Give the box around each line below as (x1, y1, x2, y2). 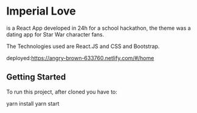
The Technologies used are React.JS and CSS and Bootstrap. (6, 43, 160, 50)
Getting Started (6, 72, 66, 83)
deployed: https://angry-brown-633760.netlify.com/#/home (6, 54, 154, 61)
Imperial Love (6, 4, 76, 18)
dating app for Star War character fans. (6, 30, 105, 38)
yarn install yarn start (6, 100, 60, 107)
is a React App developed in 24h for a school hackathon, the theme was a (6, 24, 192, 32)
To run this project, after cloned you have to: (6, 88, 117, 95)
